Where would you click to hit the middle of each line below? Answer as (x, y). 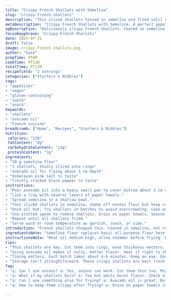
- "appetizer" (20, 86)
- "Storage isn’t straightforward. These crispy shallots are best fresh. (86, 261)
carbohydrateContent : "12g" (37, 148)
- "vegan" (16, 91)
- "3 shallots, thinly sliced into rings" (51, 166)
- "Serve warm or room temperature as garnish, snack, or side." (76, 223)
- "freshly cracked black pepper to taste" (52, 181)
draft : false (19, 43)
